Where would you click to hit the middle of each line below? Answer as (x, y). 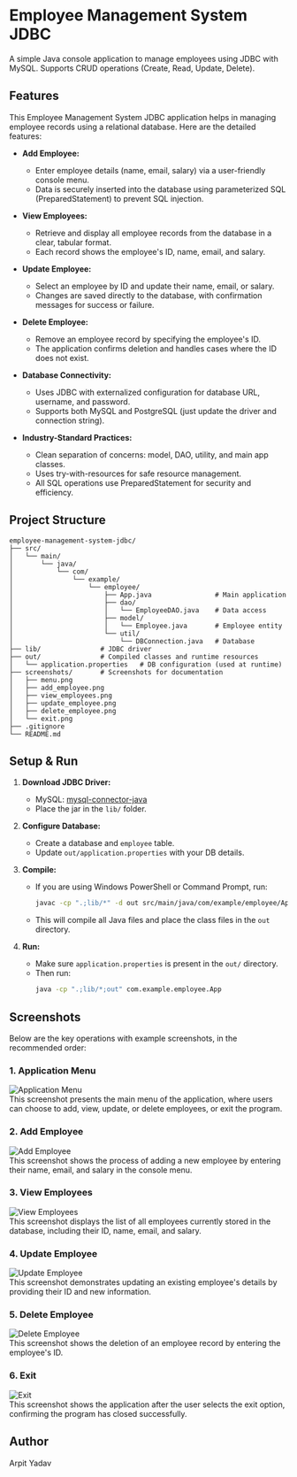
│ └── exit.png (41, 719)
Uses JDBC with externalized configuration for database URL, (148, 392)
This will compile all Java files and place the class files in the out (152, 920)
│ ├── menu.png (41, 680)
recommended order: (48, 1047)
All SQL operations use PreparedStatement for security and (143, 482)
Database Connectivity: (67, 375)
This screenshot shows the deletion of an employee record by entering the (145, 1343)
